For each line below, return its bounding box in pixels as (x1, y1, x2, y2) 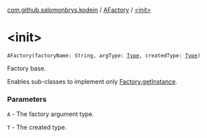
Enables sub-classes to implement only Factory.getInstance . (7, 77, 178, 85)
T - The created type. (7, 123, 67, 132)
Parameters (7, 94, 47, 104)
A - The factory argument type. (7, 110, 95, 118)
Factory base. (7, 64, 47, 72)
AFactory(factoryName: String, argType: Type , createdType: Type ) (7, 52, 201, 59)
